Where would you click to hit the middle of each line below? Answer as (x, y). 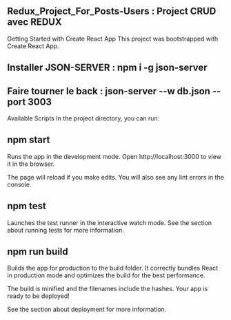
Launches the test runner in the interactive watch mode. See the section (110, 222)
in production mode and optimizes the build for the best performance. (106, 275)
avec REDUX (34, 22)
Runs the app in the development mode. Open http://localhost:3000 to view (114, 156)
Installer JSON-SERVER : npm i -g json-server (108, 68)
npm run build (38, 252)
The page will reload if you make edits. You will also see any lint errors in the (115, 177)
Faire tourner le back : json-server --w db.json (109, 91)
